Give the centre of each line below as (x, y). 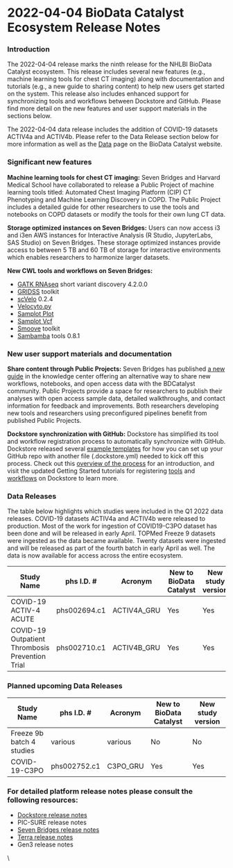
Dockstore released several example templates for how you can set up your (115, 449)
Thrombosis (30, 648)
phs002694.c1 (81, 610)
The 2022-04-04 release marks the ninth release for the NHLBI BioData (110, 65)
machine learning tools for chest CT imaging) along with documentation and (116, 79)
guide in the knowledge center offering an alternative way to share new (109, 376)
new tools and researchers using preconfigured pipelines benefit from (107, 413)
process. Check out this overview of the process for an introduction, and (111, 464)
